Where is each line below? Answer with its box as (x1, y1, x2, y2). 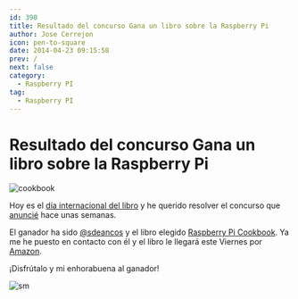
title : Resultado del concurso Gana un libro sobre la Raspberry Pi (9, 21, 269, 30)
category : (9, 71, 46, 80)
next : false (9, 63, 54, 72)
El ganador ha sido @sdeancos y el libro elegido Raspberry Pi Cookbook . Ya (9, 227, 290, 237)
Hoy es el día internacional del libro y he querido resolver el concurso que (9, 200, 281, 211)
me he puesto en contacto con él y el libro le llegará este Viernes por (9, 237, 263, 247)
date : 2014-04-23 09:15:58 (9, 46, 110, 55)
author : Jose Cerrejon (9, 29, 94, 38)
